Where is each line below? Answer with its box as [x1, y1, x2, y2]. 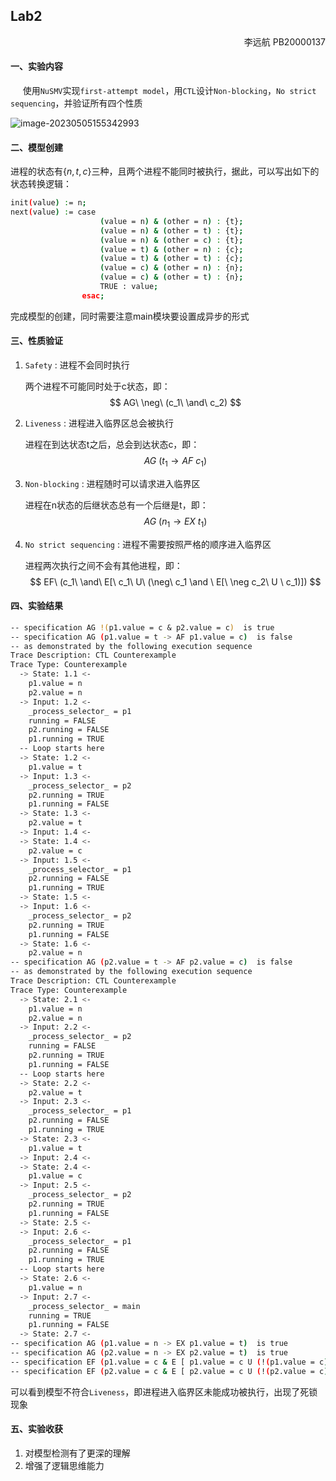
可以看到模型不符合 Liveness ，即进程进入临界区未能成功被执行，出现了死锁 [10, 1385, 318, 1398]
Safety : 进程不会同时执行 [24, 359, 130, 371]
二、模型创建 [10, 141, 63, 153]
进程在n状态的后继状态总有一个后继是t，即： [24, 499, 209, 511]
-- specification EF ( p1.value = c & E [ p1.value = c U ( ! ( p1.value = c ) [10, 1357, 329, 1367]
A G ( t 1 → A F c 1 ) [143, 455, 208, 469]
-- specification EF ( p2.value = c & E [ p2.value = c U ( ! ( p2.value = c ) [10, 1366, 329, 1376]
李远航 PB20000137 [243, 35, 326, 48]
